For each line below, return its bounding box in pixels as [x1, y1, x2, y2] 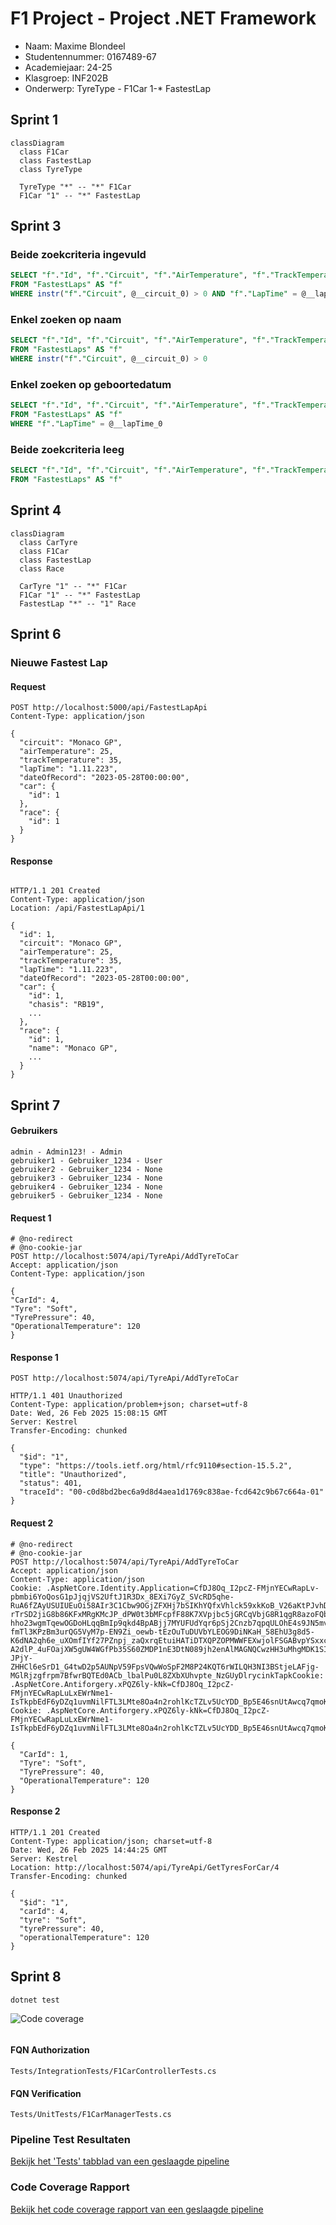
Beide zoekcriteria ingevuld [10, 248, 147, 262]
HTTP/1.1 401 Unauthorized [10, 1391, 123, 1401]
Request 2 [10, 1517, 54, 1529]
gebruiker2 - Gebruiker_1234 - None [10, 1165, 163, 1175]
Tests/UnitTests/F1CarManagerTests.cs [10, 2110, 172, 2120]
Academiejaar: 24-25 [24, 61, 113, 73]
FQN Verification [10, 2087, 82, 2099]
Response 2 [10, 1805, 61, 1817]
